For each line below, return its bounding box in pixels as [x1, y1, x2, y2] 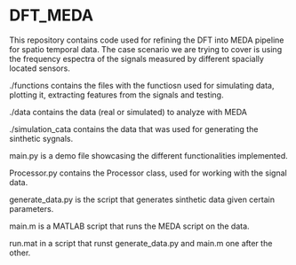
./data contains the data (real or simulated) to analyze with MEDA [9, 106, 247, 117]
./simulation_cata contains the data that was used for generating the [9, 123, 259, 134]
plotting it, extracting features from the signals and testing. [9, 90, 224, 100]
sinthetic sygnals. [9, 133, 74, 144]
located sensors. [9, 63, 71, 74]
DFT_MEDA [9, 5, 94, 26]
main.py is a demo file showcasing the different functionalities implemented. [9, 150, 289, 160]
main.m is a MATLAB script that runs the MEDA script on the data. [9, 221, 251, 231]
